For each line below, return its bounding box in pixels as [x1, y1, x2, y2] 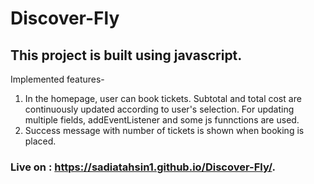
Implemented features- [10, 73, 105, 85]
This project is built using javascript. [10, 47, 243, 64]
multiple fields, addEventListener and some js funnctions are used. [24, 114, 300, 126]
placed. [24, 135, 57, 147]
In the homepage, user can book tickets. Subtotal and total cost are [24, 93, 302, 104]
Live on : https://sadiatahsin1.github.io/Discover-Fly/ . [10, 160, 276, 174]
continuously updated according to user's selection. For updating [24, 103, 295, 115]
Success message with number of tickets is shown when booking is [24, 125, 305, 136]
